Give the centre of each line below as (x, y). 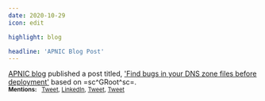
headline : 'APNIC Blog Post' (56, 51)
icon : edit (26, 23)
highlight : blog (35, 37)
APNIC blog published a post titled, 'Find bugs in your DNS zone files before (132, 74)
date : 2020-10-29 (37, 15)
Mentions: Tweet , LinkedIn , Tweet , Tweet (67, 90)
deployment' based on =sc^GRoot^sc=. (73, 82)
